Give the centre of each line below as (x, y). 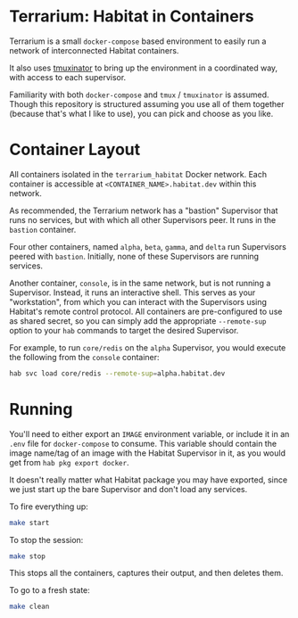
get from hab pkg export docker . (69, 462)
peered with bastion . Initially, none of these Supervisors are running (134, 256)
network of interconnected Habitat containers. (94, 50)
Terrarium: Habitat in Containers (132, 16)
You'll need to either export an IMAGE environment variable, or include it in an (149, 433)
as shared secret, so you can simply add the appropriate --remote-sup (138, 321)
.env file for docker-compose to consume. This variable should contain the (143, 443)
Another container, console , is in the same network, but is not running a (140, 283)
